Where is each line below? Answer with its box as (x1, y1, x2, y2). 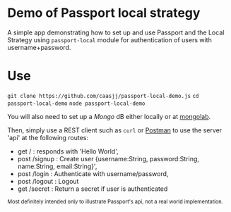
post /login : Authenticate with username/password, (17, 169, 169, 177)
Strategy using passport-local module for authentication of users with (7, 35, 212, 44)
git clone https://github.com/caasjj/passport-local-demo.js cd (7, 92, 199, 99)
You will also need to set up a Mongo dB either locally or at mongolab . (7, 112, 211, 120)
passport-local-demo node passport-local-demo (7, 100, 146, 107)
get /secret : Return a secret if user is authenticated (17, 185, 168, 193)
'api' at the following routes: (7, 133, 88, 142)
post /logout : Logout (17, 177, 79, 185)
